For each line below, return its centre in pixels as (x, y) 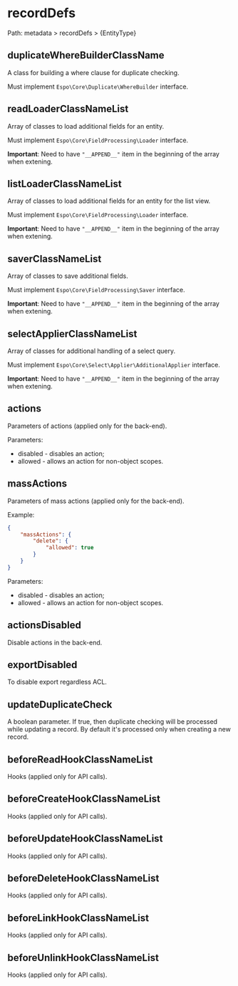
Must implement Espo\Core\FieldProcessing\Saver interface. (96, 290)
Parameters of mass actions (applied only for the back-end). (96, 501)
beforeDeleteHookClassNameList (83, 878)
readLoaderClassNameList (68, 109)
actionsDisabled (45, 626)
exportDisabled (42, 665)
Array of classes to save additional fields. (68, 276)
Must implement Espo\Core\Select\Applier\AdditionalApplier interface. (114, 365)
